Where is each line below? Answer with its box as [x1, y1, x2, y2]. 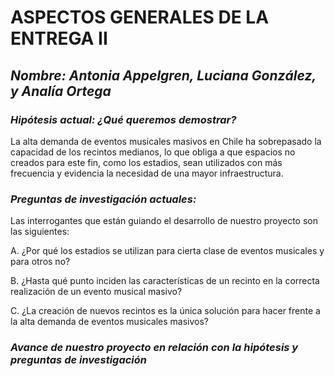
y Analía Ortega [10, 82, 112, 100]
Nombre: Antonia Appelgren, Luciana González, [10, 67, 317, 84]
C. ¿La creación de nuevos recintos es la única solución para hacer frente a [10, 305, 321, 317]
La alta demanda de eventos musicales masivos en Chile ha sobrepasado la [10, 135, 322, 147]
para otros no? [10, 256, 71, 268]
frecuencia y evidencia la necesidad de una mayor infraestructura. [10, 167, 284, 179]
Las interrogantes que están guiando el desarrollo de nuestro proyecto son [10, 215, 319, 227]
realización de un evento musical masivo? [10, 286, 183, 298]
